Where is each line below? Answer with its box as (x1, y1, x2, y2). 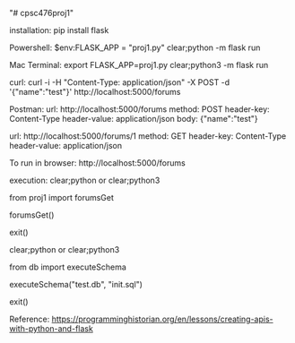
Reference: (9, 313, 50, 324)
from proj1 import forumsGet (9, 193, 115, 202)
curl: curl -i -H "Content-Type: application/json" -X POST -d (9, 77, 230, 88)
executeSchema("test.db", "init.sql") (9, 279, 143, 289)
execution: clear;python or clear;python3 (9, 175, 161, 185)
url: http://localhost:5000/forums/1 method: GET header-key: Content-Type (9, 131, 287, 141)
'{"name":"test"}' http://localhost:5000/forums (9, 87, 181, 97)
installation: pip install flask (9, 25, 109, 35)
